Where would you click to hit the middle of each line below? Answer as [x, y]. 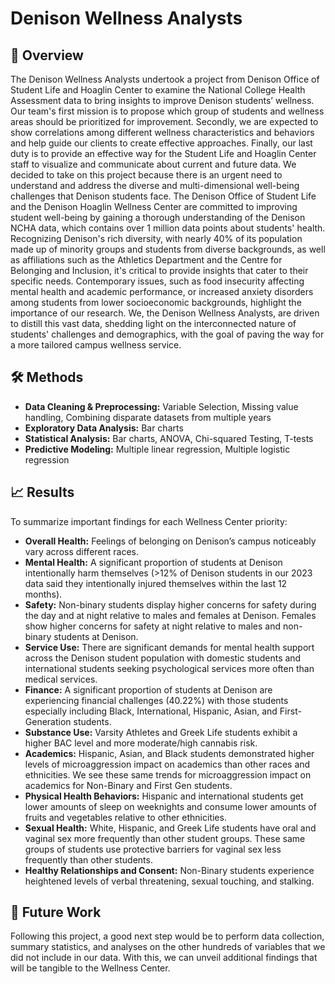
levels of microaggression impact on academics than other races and [167, 764]
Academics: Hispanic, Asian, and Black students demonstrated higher [169, 753]
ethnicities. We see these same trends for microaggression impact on [168, 774]
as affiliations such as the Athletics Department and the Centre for [146, 260]
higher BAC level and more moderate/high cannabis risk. [141, 743]
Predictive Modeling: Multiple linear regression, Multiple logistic [157, 449]
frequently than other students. [88, 859]
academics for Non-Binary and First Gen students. [128, 785]
